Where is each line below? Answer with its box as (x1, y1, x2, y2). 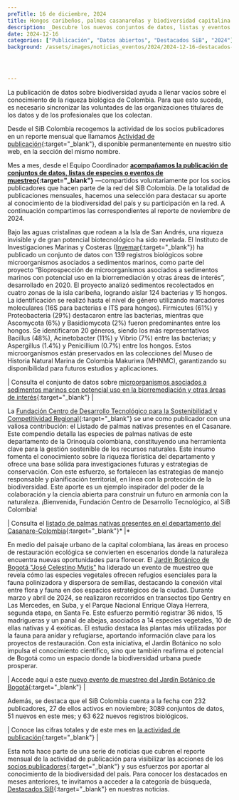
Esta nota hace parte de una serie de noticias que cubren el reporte (7, 747, 206, 755)
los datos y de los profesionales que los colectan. (7, 111, 153, 119)
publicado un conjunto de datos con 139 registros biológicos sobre (7, 251, 203, 259)
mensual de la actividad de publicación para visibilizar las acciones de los (7, 754, 224, 763)
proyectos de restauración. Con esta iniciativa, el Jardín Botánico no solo (7, 639, 222, 647)
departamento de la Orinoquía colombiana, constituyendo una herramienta (7, 437, 226, 445)
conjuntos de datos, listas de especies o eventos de (7, 169, 164, 177)
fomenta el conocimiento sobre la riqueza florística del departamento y (7, 452, 216, 460)
